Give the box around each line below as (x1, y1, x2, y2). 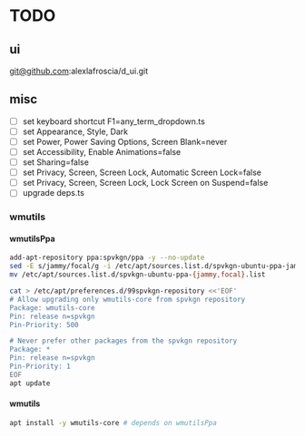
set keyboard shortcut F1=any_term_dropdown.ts (22, 115, 206, 127)
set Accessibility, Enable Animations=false (22, 147, 182, 157)
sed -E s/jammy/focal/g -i (9, 262, 112, 271)
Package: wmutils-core (9, 303, 95, 313)
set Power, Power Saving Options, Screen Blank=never (22, 136, 228, 147)
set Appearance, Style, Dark (22, 126, 129, 137)
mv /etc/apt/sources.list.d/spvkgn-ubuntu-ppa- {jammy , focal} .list (9, 270, 266, 279)
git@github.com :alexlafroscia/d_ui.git (9, 65, 148, 76)
